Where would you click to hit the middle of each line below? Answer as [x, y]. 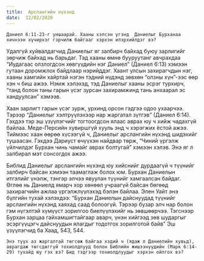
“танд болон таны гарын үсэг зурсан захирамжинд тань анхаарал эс [96, 90]
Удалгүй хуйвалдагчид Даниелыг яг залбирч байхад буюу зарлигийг [96, 51]
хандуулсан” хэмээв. [34, 96]
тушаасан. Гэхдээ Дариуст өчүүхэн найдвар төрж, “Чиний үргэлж [93, 140]
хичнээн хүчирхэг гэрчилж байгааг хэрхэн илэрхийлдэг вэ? [81, 40]
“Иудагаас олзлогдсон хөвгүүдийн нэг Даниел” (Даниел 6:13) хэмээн [97, 64]
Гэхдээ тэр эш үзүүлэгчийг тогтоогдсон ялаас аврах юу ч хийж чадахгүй [101, 121]
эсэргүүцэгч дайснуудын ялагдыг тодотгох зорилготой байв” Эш [91, 224]
